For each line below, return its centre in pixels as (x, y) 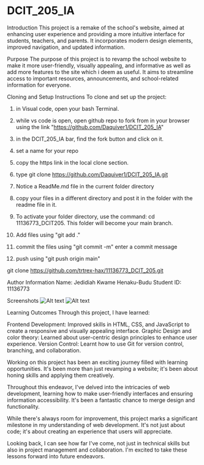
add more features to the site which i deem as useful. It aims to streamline (100, 72)
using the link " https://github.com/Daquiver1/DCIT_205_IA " (90, 127)
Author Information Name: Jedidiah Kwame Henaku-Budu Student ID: (94, 282)
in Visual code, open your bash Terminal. (67, 108)
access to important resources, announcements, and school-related (93, 78)
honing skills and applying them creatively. (61, 375)
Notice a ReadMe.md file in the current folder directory (85, 186)
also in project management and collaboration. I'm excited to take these (97, 450)
